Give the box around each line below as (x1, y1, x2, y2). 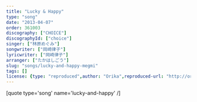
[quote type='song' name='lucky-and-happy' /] (6, 90, 121, 97)
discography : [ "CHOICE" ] (6, 30, 67, 36)
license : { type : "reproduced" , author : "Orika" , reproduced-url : (6, 73, 164, 79)
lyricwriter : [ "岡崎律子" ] (6, 52, 69, 58)
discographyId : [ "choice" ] (6, 36, 72, 41)
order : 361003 (6, 24, 41, 31)
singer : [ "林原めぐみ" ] (6, 41, 60, 47)
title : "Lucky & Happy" (6, 8, 64, 15)
